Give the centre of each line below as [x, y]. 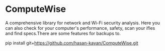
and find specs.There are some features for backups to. [63, 33]
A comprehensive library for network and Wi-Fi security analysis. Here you [82, 23]
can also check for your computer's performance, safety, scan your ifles [80, 28]
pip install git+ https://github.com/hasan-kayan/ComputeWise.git [72, 43]
